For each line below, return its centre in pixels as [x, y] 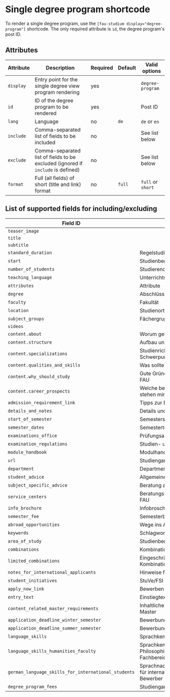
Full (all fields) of [55, 178]
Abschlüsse [154, 294]
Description [60, 68]
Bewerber [152, 678]
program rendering [57, 92]
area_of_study [25, 541]
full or [149, 181]
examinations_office [32, 435]
